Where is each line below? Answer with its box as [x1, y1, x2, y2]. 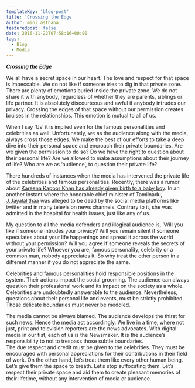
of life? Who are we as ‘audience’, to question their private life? [6, 160, 158, 168]
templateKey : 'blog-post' [6, 8, 69, 15]
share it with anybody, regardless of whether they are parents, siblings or [6, 93, 183, 100]
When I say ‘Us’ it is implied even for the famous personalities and [6, 123, 165, 130]
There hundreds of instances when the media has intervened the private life [6, 172, 189, 179]
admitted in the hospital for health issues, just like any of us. [6, 209, 151, 216]
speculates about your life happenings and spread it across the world [6, 233, 173, 240]
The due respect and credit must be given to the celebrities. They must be [6, 343, 186, 350]
